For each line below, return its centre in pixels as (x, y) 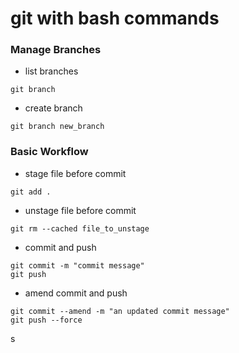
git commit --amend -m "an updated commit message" (120, 311)
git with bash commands (115, 18)
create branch (53, 108)
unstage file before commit (80, 210)
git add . (31, 192)
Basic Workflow (49, 152)
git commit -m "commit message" (77, 265)
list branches (51, 71)
